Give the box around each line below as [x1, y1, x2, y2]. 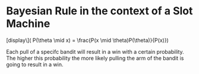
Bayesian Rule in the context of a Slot [6, 4, 193, 18]
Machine [6, 17, 50, 30]
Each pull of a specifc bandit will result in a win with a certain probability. [6, 48, 184, 55]
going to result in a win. [6, 61, 64, 68]
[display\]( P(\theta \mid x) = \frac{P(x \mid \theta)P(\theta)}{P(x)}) [6, 36, 169, 44]
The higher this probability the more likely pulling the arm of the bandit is [6, 54, 184, 61]
